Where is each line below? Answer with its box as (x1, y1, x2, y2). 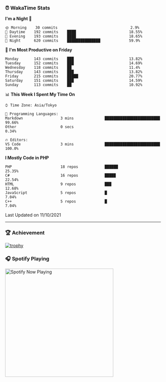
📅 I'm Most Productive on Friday (5, 47, 73, 53)
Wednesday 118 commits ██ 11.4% (5, 65, 140, 70)
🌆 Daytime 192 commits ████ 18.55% (5, 30, 142, 35)
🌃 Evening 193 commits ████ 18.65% (5, 34, 142, 39)
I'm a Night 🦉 (5, 16, 32, 22)
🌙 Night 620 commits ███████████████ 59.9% (5, 38, 140, 44)
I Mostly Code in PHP (5, 155, 49, 161)
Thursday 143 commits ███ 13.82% (5, 69, 142, 75)
